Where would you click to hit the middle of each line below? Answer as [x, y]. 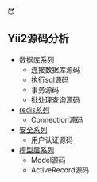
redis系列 [34, 109]
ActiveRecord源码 [60, 170]
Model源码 [48, 160]
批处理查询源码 [55, 99]
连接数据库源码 [55, 69]
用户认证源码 [52, 140]
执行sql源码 [50, 79]
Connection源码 [57, 119]
